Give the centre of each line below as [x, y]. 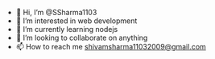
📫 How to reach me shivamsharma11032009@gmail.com [111, 47]
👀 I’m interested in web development [76, 21]
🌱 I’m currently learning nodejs [67, 29]
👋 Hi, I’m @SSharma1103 [56, 12]
